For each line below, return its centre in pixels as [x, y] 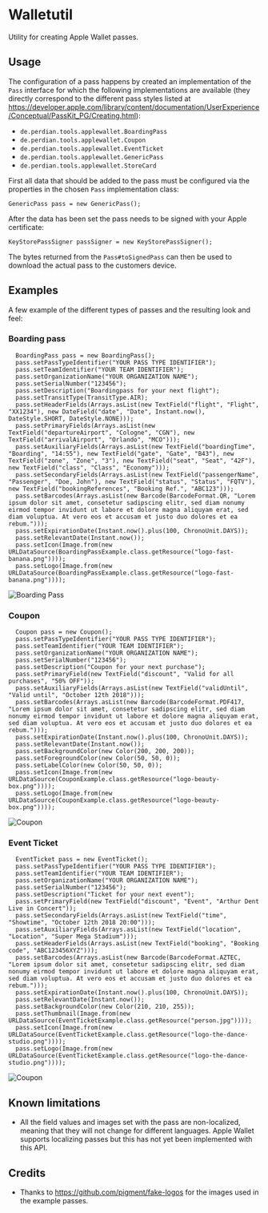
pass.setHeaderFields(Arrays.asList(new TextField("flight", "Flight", [138, 405]
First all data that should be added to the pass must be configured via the [129, 180]
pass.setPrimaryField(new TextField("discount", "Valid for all [125, 675]
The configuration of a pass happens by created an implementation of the [130, 81]
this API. [34, 1148]
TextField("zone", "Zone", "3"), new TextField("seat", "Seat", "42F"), [132, 461]
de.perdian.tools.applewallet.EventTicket [92, 149]
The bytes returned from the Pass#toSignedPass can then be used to [120, 256]
